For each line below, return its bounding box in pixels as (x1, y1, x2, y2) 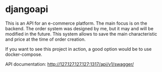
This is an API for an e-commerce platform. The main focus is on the (5, 20, 147, 26)
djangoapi (5, 4, 48, 15)
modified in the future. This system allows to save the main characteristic (5, 31, 157, 37)
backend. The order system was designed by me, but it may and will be (5, 25, 154, 31)
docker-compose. (5, 51, 42, 57)
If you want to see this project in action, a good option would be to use (5, 46, 152, 52)
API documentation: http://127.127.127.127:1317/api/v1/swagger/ (5, 61, 134, 67)
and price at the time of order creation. (5, 36, 86, 42)
